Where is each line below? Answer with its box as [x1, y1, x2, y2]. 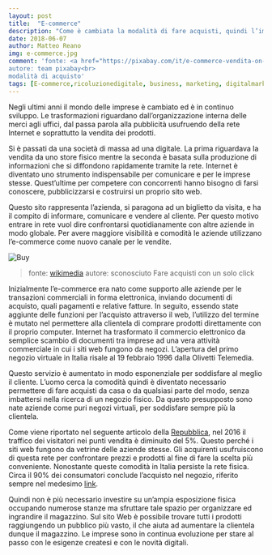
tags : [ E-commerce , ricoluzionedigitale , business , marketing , [8, 79, 223, 88]
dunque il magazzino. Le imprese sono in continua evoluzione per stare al [8, 528, 254, 539]
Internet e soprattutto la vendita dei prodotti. [8, 127, 156, 138]
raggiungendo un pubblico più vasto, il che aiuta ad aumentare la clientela [8, 520, 255, 530]
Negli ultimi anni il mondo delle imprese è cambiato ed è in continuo [8, 102, 235, 112]
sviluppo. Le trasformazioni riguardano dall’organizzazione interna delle [8, 110, 247, 120]
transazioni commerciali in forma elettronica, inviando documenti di [8, 292, 233, 302]
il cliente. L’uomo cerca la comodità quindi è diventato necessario [8, 377, 227, 386]
